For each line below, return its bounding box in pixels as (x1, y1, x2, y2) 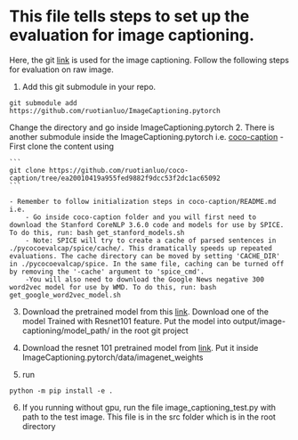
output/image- (232, 315, 286, 326)
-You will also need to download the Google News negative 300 (25, 274, 265, 284)
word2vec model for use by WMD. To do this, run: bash (9, 282, 217, 291)
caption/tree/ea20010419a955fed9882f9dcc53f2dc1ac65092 (9, 174, 221, 183)
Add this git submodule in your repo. (21, 81, 157, 92)
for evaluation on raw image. (9, 64, 114, 75)
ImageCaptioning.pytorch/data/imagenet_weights (21, 352, 204, 363)
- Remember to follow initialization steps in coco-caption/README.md (9, 197, 277, 206)
